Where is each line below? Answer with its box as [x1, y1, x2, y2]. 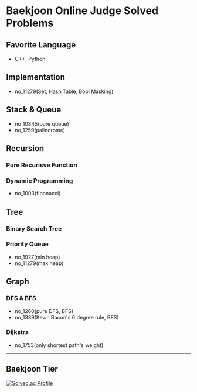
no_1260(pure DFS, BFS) [14, 307, 74, 314]
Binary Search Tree [6, 224, 62, 232]
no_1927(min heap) [14, 253, 60, 260]
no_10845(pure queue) [14, 120, 69, 127]
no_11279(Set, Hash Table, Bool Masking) [14, 88, 114, 95]
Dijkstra [6, 328, 29, 336]
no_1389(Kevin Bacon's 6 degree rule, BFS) [14, 314, 119, 321]
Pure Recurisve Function [6, 161, 77, 169]
